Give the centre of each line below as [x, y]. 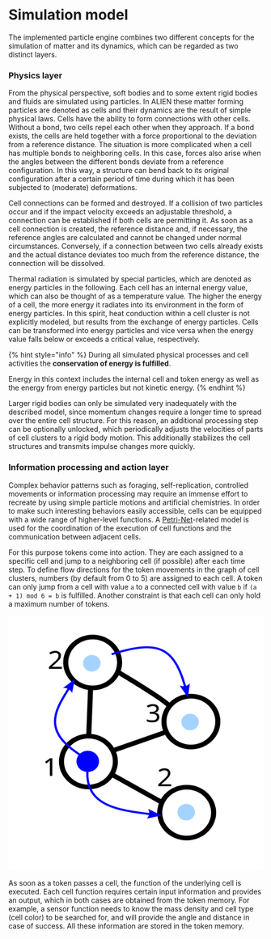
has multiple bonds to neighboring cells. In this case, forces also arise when [135, 153]
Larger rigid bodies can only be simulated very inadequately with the [123, 404]
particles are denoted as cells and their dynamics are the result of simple [130, 110]
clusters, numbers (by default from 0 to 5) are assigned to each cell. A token [135, 578]
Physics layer [36, 75]
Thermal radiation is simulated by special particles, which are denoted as [130, 279]
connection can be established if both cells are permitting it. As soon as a [131, 221]
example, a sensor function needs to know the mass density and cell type [131, 908]
